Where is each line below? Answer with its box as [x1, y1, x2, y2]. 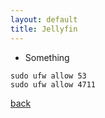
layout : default [10, 14, 78, 25]
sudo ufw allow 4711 [10, 79, 97, 90]
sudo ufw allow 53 [10, 71, 87, 81]
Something [24, 51, 70, 63]
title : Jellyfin [10, 24, 78, 34]
